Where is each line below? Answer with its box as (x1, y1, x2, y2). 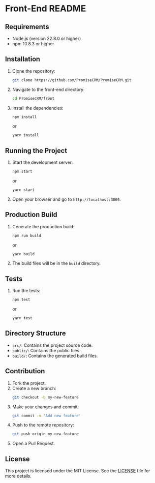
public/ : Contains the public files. (12, 347, 81, 353)
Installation (5, 55, 40, 63)
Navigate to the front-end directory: (12, 87, 85, 92)
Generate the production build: (12, 223, 75, 229)
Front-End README (5, 3, 86, 14)
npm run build (12, 233, 41, 238)
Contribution (5, 367, 45, 375)
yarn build (12, 251, 35, 256)
